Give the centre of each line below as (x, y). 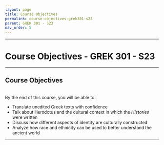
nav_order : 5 (18, 28)
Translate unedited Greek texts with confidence (60, 107)
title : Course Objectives (31, 14)
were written (25, 117)
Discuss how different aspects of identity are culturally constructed (80, 122)
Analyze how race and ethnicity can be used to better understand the (82, 127)
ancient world (26, 133)
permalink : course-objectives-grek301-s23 (49, 19)
